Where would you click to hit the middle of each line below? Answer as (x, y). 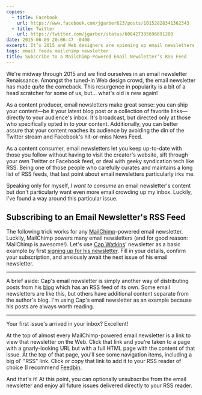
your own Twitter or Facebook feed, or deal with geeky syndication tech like (100, 161)
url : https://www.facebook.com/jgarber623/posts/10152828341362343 (103, 23)
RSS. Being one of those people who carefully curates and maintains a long (99, 167)
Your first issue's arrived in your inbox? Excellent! (67, 324)
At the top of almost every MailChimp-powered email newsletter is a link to (99, 335)
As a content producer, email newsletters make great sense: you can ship (97, 104)
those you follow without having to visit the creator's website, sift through (97, 155)
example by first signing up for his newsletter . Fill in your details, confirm (96, 251)
